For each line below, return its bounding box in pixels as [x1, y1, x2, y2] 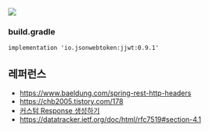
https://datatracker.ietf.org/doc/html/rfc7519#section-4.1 [19, 115, 202, 124]
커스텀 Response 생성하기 [19, 106, 100, 116]
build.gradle [8, 26, 56, 37]
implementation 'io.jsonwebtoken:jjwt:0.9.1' [8, 44, 159, 52]
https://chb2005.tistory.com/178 [19, 97, 124, 106]
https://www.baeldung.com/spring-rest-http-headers [19, 88, 192, 98]
